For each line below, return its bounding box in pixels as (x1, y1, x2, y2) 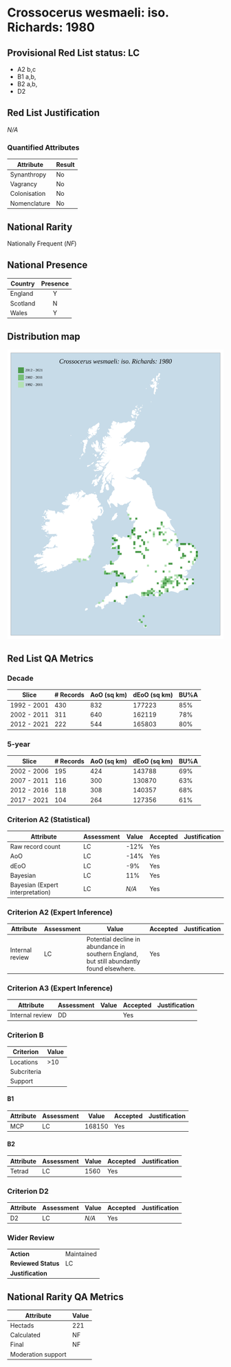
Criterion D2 (7, 1186, 49, 1196)
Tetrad (10, 1167, 29, 1175)
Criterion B (7, 1030, 44, 1039)
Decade (7, 673, 34, 683)
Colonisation (10, 190, 46, 198)
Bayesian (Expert (10, 881, 58, 889)
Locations (10, 1057, 38, 1066)
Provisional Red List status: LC (7, 47, 140, 59)
